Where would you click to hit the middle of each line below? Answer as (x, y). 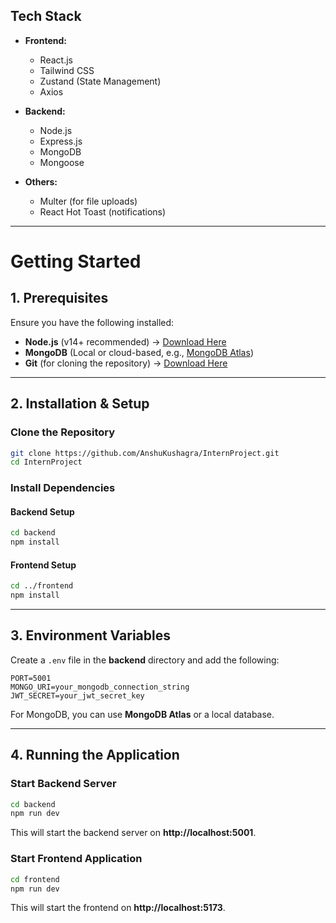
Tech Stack (46, 16)
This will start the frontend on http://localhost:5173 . (118, 908)
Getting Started (76, 261)
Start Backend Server (63, 784)
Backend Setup (42, 511)
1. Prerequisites (59, 298)
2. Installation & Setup (80, 404)
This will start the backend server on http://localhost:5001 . (133, 833)
